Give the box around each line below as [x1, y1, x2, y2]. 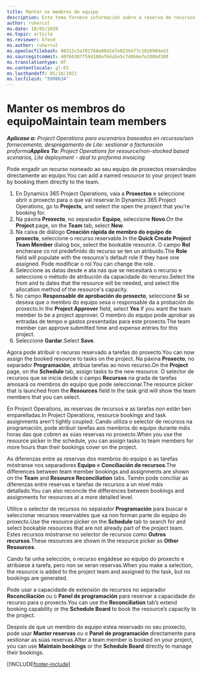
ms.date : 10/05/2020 [7, 25, 59, 32]
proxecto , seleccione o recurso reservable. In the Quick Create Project [15, 235, 191, 242]
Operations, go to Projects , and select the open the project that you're [15, 203, 190, 210]
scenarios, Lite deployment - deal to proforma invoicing [7, 154, 145, 161]
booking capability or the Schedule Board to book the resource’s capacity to [7, 606, 197, 613]
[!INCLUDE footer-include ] [7, 660, 71, 668]
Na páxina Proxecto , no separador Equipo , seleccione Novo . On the [15, 216, 183, 223]
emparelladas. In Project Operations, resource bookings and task [7, 412, 166, 419]
